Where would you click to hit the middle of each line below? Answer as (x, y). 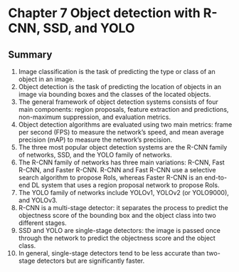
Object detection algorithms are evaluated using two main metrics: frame (125, 125)
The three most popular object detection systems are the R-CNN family (123, 147)
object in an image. (46, 79)
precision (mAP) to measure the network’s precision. (95, 140)
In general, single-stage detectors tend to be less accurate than (112, 253)
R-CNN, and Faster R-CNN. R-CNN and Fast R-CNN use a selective (117, 170)
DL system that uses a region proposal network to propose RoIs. (126, 185)
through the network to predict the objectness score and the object (117, 238)
